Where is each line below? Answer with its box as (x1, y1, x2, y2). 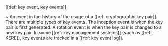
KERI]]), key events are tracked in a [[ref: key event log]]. (5, 35, 124, 41)
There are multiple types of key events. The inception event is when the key (5, 19, 163, 25)
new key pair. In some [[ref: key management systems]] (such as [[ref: (5, 30, 152, 35)
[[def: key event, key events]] (5, 4, 67, 10)
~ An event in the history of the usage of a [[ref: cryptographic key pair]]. (5, 14, 158, 19)
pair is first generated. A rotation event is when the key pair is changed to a (5, 24, 162, 30)
